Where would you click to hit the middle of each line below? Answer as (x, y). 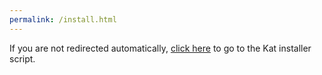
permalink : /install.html (63, 19)
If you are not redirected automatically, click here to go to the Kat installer (160, 48)
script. (22, 58)
